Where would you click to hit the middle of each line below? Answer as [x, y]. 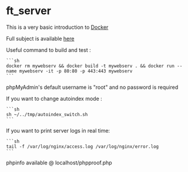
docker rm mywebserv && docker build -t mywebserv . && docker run [90, 66]
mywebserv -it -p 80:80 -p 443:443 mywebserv [76, 71]
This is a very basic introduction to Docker [57, 27]
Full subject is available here [40, 38]
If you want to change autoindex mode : [54, 98]
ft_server [29, 11]
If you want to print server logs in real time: [58, 130]
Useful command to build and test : [48, 50]
